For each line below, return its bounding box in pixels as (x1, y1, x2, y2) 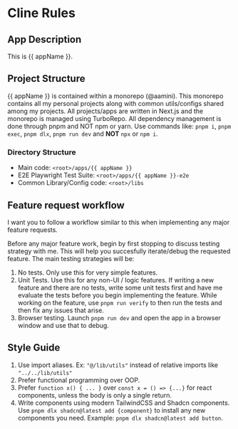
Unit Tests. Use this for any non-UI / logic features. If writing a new (17, 275, 214, 284)
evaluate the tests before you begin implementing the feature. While (17, 290, 217, 300)
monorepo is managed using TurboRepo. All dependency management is (7, 114, 222, 122)
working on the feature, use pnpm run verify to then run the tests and (17, 298, 222, 307)
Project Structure (7, 73, 86, 85)
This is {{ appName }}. (7, 52, 73, 60)
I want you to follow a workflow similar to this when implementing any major (7, 218, 230, 226)
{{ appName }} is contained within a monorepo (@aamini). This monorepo (7, 91, 224, 100)
